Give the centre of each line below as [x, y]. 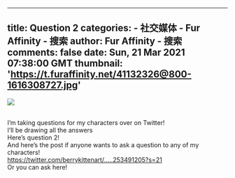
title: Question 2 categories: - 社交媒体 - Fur [104, 28]
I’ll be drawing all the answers [50, 130]
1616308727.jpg [43, 86]
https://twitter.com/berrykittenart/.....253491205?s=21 [85, 160]
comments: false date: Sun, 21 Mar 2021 [96, 53]
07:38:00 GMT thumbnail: [65, 64]
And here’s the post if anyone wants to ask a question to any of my [103, 144]
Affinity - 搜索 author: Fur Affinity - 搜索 [95, 42]
